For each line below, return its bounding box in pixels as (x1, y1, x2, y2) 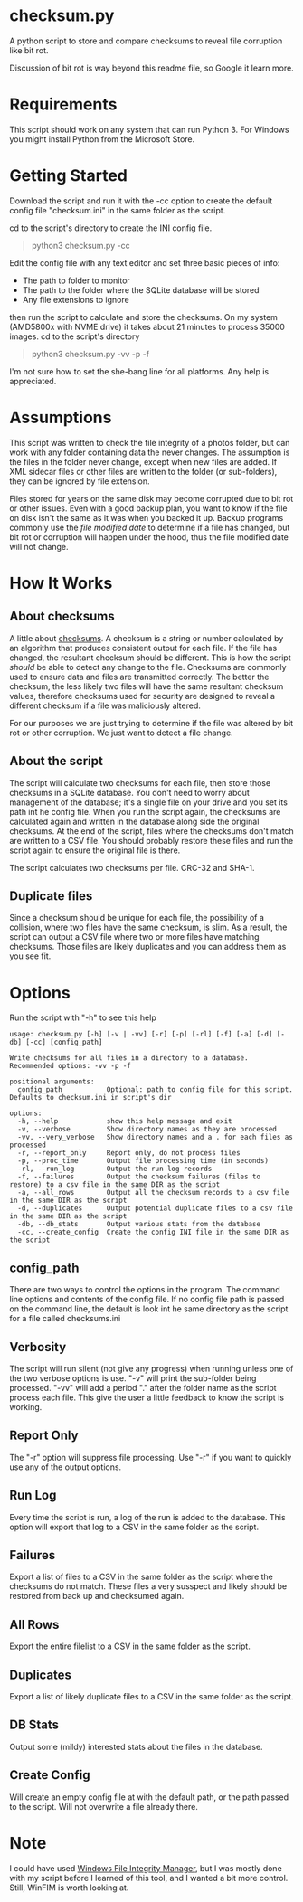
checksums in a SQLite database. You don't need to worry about (9, 787, 251, 798)
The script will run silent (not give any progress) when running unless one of (9, 1363, 294, 1374)
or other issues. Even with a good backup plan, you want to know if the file (9, 503, 288, 514)
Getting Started (9, 166, 128, 186)
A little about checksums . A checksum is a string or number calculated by (9, 632, 284, 643)
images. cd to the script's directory (9, 331, 140, 342)
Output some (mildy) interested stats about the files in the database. (9, 1741, 264, 1752)
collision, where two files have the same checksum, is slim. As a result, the (9, 922, 288, 932)
